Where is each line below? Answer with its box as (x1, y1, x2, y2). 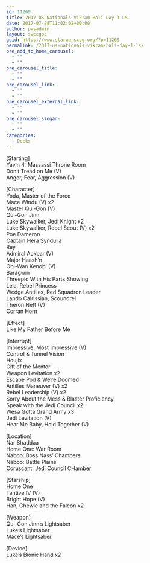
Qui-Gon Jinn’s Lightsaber (6, 520, 71, 527)
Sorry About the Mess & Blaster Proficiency (6, 395, 114, 402)
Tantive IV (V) (6, 489, 40, 496)
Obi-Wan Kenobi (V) (6, 262, 56, 269)
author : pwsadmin (6, 25, 50, 32)
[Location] (6, 433, 32, 440)
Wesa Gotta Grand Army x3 (6, 408, 74, 415)
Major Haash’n (6, 256, 42, 263)
